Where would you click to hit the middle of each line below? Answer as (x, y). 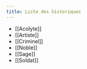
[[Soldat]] (27, 60)
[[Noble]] (26, 48)
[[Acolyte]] (28, 29)
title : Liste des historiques (44, 12)
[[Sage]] (25, 54)
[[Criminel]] (29, 41)
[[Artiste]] (27, 35)
